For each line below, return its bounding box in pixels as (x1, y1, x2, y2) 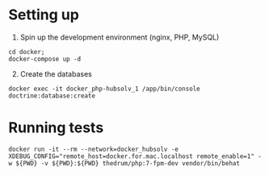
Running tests (8, 119, 104, 137)
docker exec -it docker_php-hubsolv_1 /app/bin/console (8, 85, 200, 93)
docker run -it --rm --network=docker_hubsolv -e (8, 145, 179, 153)
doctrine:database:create (8, 91, 95, 100)
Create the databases (19, 69, 93, 78)
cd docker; (8, 48, 45, 56)
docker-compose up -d (8, 55, 82, 63)
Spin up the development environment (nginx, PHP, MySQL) (19, 32, 220, 42)
